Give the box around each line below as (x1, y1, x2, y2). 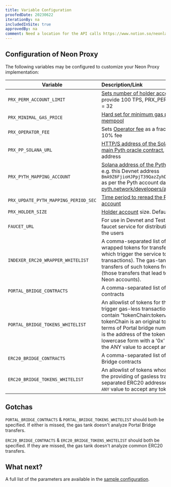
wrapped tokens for (101, 244, 149, 251)
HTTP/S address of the (101, 140, 157, 147)
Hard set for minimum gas (101, 111, 163, 118)
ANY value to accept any (101, 386, 158, 393)
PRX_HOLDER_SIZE (8, 209, 47, 215)
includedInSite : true (5, 21, 51, 27)
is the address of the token (101, 330, 165, 338)
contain (101, 312, 120, 319)
